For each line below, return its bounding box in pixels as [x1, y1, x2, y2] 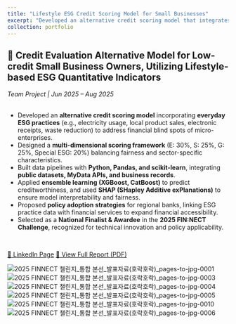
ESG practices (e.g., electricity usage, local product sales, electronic [17, 119, 217, 127]
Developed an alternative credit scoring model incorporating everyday [17, 111, 226, 119]
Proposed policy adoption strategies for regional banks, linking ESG [17, 201, 216, 209]
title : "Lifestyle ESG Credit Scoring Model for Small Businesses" [7, 10, 209, 18]
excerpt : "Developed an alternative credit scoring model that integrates [7, 17, 231, 24]
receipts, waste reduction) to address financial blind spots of [17, 126, 193, 134]
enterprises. [17, 134, 53, 142]
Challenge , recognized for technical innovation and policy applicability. [17, 223, 223, 232]
